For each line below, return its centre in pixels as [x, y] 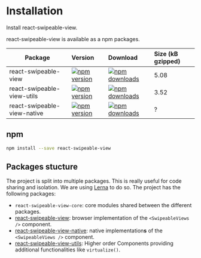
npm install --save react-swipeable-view [59, 148]
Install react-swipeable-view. [42, 27]
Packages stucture [42, 167]
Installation [35, 11]
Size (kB [166, 54]
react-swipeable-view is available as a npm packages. [73, 39]
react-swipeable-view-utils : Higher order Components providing [94, 244]
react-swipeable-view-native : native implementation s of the [89, 231]
